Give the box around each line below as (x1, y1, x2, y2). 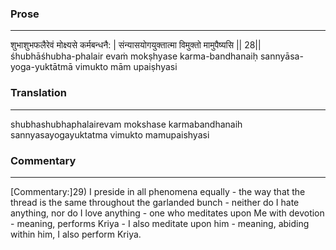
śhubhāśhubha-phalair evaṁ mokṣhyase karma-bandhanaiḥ (10, 50, 258, 62)
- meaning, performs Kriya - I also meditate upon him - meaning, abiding (10, 217, 310, 229)
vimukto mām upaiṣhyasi (74, 61, 178, 73)
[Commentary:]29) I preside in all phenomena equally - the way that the (10, 185, 306, 197)
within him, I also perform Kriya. (10, 228, 142, 240)
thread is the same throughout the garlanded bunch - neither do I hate (10, 196, 300, 208)
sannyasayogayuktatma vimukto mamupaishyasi (10, 128, 210, 141)
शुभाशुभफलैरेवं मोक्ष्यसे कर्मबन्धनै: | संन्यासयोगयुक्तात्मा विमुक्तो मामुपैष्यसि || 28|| (10, 39, 262, 51)
